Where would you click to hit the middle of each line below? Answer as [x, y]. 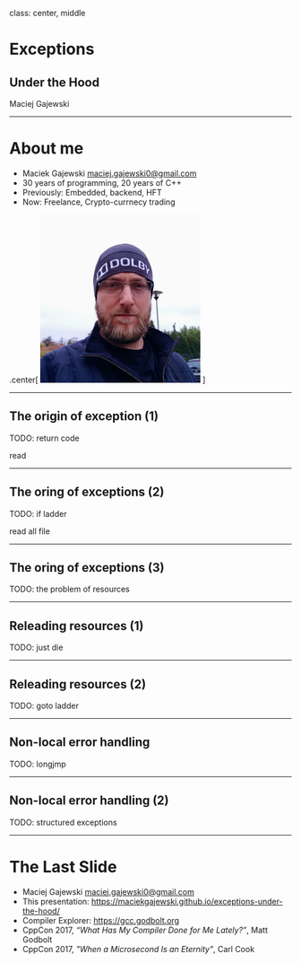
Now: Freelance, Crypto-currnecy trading [99, 202]
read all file [30, 531]
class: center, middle [47, 13]
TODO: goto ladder [44, 705]
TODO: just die [36, 648]
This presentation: [56, 901]
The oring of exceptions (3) [87, 568]
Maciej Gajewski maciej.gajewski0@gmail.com [108, 891]
